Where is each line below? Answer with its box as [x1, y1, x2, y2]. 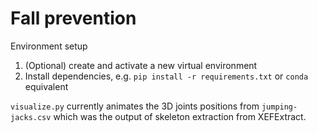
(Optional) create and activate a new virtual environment [24, 59, 258, 71]
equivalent [24, 80, 69, 92]
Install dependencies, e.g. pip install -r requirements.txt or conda [24, 70, 309, 82]
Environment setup [10, 40, 88, 52]
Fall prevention [10, 7, 137, 30]
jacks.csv [10, 112, 52, 122]
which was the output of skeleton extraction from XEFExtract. [53, 110, 307, 122]
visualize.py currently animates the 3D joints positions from [10, 100, 260, 112]
